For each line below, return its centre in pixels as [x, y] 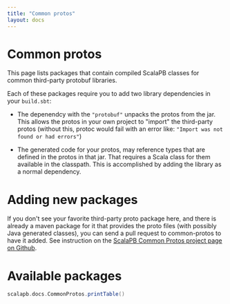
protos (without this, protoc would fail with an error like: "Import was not [120, 129]
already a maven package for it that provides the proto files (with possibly [112, 226]
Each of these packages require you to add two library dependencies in [109, 94]
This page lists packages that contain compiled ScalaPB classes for [103, 73]
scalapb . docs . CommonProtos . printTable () [66, 294]
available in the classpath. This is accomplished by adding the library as [119, 164]
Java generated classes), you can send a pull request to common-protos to [114, 233]
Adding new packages [73, 200]
